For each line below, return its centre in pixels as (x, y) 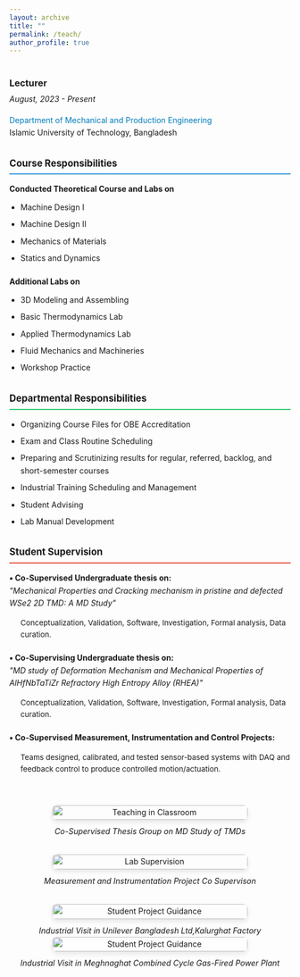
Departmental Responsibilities (78, 398)
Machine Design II (54, 224)
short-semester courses (65, 471)
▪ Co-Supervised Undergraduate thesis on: (91, 578)
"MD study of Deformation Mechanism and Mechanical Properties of (136, 670)
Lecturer (28, 83)
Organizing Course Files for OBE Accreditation (106, 424)
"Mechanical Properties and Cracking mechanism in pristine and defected (146, 590)
